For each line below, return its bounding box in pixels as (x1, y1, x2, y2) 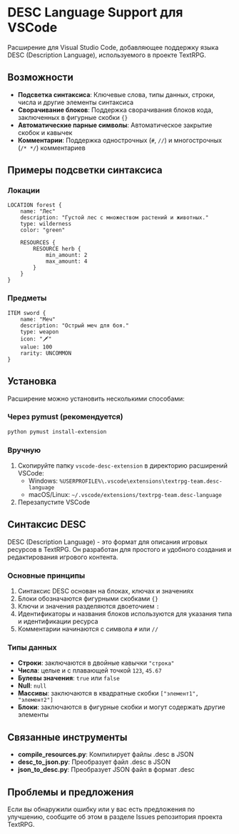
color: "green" (20, 226, 66, 234)
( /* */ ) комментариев (17, 144, 86, 152)
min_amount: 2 (45, 251, 88, 259)
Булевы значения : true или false (17, 674, 120, 683)
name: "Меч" (20, 316, 56, 323)
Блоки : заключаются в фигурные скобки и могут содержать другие (17, 703, 226, 711)
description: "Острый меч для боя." (20, 322, 130, 329)
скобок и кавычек (17, 128, 73, 136)
